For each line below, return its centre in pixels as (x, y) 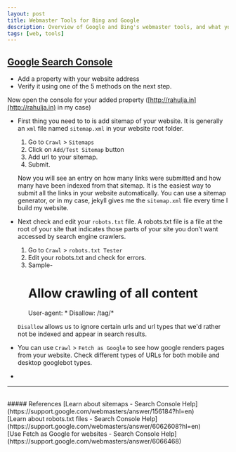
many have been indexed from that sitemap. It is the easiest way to (114, 186)
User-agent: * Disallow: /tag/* (71, 313)
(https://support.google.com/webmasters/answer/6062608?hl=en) (104, 426)
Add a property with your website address (78, 79)
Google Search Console (60, 62)
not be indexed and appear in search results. (82, 334)
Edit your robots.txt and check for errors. (87, 258)
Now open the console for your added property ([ (79, 100)
